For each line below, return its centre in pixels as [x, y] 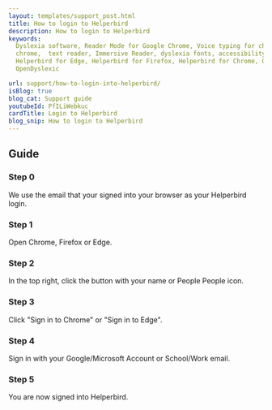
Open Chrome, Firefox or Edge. [60, 242]
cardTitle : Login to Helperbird [63, 114]
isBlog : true [30, 91]
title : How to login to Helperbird [68, 24]
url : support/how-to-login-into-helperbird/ [85, 83]
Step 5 [21, 379]
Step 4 [21, 340]
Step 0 [21, 177]
